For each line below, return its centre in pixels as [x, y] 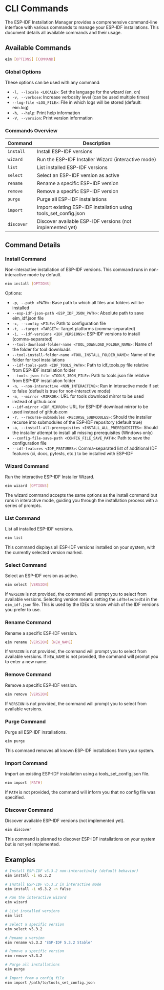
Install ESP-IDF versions [65, 151]
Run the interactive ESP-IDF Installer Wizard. [50, 477]
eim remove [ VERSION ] [27, 694]
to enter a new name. [26, 662]
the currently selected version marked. [44, 553]
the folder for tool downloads [41, 349]
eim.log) [20, 107]
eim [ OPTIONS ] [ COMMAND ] [30, 59]
